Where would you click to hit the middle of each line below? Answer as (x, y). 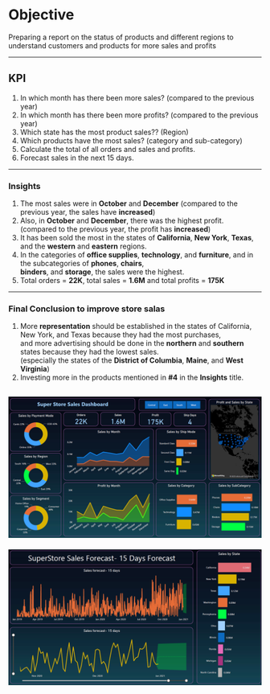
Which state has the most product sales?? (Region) (104, 132)
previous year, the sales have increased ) (88, 212)
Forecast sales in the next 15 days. (77, 158)
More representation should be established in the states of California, (136, 326)
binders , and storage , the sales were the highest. (102, 272)
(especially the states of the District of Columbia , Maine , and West (131, 360)
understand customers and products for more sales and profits (112, 45)
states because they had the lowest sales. (89, 352)
